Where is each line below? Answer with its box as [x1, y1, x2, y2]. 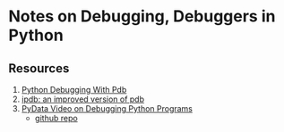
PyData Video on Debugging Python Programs [21, 103, 194, 113]
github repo [34, 113, 78, 123]
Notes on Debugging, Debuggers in [8, 6, 276, 27]
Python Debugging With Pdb [21, 85, 127, 95]
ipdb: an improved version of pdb [21, 94, 145, 104]
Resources [8, 61, 70, 76]
